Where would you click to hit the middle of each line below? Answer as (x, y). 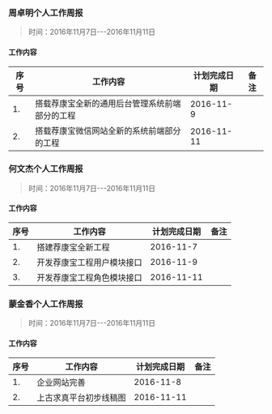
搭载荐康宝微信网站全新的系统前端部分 (108, 130)
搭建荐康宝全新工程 (74, 247)
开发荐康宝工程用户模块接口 (90, 262)
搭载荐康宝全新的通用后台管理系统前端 (108, 103)
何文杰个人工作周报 (46, 169)
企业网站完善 (62, 382)
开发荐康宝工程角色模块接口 (90, 277)
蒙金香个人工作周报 (46, 304)
